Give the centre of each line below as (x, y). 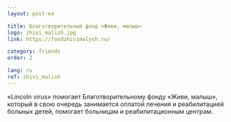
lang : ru (20, 71)
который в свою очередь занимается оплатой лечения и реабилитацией (116, 104)
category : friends (34, 52)
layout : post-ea (31, 14)
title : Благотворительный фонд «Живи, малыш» (74, 26)
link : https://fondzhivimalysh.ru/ (59, 39)
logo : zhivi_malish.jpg (42, 33)
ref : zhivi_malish (34, 77)
